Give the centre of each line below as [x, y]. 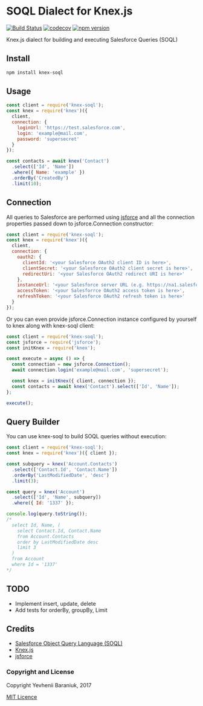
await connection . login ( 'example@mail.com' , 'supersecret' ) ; [90, 370]
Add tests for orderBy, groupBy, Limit [61, 610]
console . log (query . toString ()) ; [47, 514]
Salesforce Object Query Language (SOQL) [69, 643]
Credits [21, 629]
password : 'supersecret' [48, 139]
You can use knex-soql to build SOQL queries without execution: [86, 436]
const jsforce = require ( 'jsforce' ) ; [54, 342]
